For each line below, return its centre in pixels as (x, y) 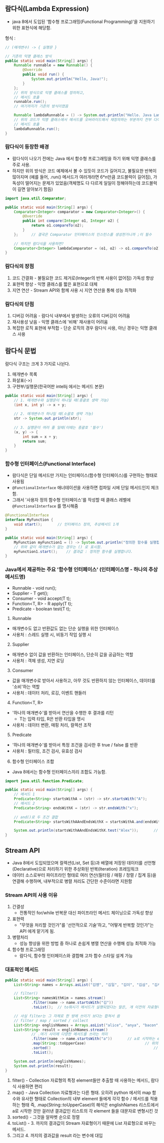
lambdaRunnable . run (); (37, 129)
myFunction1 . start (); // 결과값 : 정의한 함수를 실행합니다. (73, 551)
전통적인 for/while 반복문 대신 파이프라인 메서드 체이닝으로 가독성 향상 (86, 913)
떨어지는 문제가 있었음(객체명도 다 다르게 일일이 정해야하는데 (83, 183)
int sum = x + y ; (40, 437)
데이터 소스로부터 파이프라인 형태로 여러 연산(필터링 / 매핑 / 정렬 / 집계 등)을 (84, 875)
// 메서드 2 (24, 804)
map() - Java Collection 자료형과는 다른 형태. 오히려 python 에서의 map (82, 1093)
